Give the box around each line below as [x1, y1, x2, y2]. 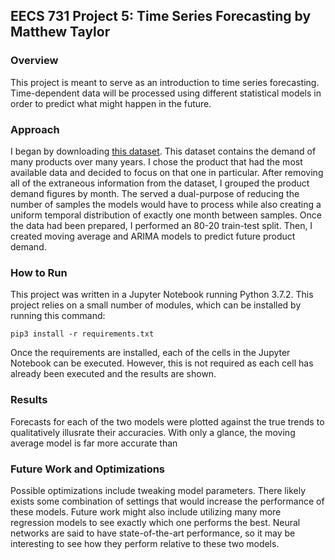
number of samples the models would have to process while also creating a [10, 198, 322, 210]
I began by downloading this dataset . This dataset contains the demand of [10, 145, 317, 157]
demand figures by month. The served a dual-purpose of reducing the [10, 187, 300, 199]
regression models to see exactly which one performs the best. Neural [10, 516, 301, 528]
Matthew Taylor [10, 24, 111, 41]
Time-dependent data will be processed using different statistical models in [10, 87, 322, 99]
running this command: [10, 310, 106, 322]
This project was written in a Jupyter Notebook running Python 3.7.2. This [10, 289, 314, 301]
